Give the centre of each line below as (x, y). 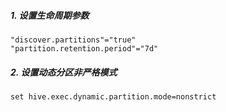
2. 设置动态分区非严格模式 (64, 72)
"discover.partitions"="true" (73, 40)
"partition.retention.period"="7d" (84, 48)
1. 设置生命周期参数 (50, 15)
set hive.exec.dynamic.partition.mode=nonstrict (113, 96)
